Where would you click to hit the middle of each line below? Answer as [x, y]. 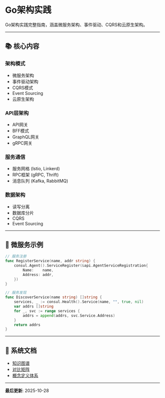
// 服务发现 [16, 293]
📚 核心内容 [22, 46]
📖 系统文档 [21, 351]
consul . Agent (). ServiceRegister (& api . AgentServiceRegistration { [81, 266]
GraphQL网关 [26, 137]
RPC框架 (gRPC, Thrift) [35, 175]
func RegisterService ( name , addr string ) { [50, 261]
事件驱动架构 [25, 81]
